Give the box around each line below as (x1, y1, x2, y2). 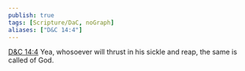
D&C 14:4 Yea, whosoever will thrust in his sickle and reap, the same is (8, 48, 238, 57)
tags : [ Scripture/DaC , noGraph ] (8, 19, 114, 27)
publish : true (8, 11, 55, 20)
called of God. (8, 55, 54, 65)
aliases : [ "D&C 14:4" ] (8, 26, 83, 34)
